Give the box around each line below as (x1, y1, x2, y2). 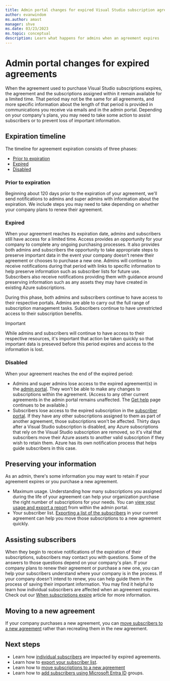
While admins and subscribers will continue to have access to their (5, 330, 145, 336)
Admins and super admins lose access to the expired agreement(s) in (12, 380, 158, 386)
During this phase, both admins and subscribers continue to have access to (5, 295, 163, 301)
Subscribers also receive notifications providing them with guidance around (5, 274, 163, 280)
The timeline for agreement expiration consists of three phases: (5, 146, 138, 152)
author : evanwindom (5, 12, 47, 17)
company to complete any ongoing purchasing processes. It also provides (5, 241, 160, 247)
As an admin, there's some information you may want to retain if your (5, 473, 149, 479)
